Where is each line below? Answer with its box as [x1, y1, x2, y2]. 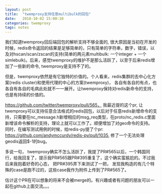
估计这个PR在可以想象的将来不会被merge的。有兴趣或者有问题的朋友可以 [5, 178, 151, 183]
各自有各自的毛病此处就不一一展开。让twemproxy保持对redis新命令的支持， [5, 86, 156, 92]
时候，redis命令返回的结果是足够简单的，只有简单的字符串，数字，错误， [5, 45, 151, 51]
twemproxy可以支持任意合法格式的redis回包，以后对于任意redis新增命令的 [5, 108, 153, 114]
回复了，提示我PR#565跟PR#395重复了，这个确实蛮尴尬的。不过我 [21, 155, 156, 161]
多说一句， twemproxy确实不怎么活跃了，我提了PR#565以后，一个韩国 [5, 149, 146, 155]
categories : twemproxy [5, 20, 51, 26]
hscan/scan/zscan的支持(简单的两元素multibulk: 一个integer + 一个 [13, 51, 147, 57]
